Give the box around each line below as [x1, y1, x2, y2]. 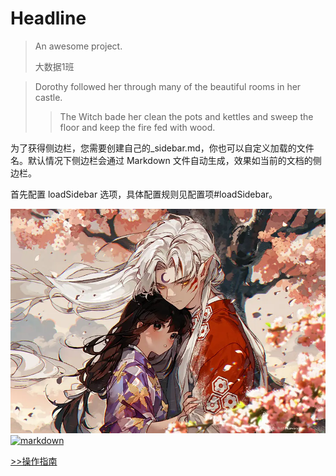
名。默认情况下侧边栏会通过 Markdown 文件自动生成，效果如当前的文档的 [10, 154, 313, 166]
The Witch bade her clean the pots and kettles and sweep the [59, 110, 314, 122]
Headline [10, 7, 87, 30]
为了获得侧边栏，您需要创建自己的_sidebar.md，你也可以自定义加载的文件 [10, 142, 315, 154]
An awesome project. [34, 40, 123, 52]
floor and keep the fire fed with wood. [59, 121, 216, 133]
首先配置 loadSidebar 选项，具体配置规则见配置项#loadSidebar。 [10, 188, 278, 200]
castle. [34, 91, 63, 103]
